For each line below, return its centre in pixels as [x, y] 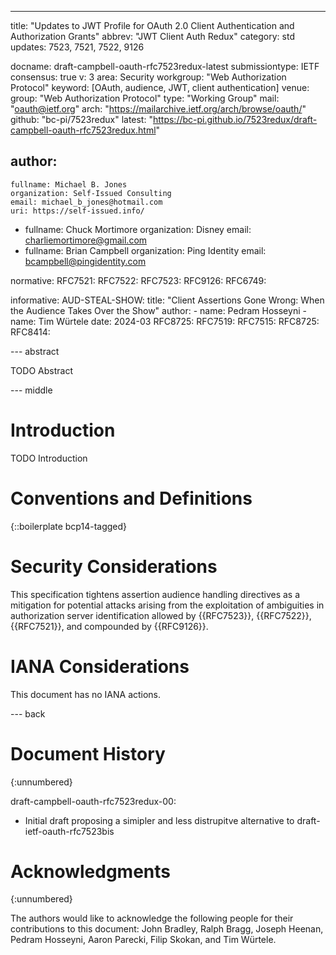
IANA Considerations [100, 666]
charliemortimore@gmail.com [86, 240]
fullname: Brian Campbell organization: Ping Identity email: [145, 250]
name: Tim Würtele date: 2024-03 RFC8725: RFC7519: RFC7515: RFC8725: [165, 321]
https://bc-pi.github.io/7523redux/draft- [235, 119]
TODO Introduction [49, 458]
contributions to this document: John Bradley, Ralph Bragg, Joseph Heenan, [167, 929]
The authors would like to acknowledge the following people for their [152, 918]
